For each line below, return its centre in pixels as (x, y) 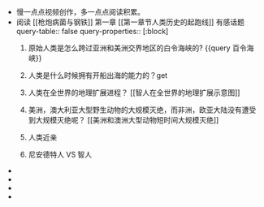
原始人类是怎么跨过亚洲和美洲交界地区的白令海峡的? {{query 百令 (137, 48)
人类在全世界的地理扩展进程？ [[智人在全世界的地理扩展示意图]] (134, 93)
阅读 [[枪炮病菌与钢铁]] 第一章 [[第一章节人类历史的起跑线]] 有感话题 (130, 22)
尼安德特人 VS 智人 (60, 154)
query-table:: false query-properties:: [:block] (92, 31)
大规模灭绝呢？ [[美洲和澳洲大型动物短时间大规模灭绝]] (127, 120)
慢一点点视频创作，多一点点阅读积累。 (80, 12)
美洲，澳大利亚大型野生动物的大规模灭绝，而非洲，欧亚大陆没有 (135, 110)
